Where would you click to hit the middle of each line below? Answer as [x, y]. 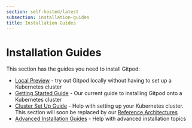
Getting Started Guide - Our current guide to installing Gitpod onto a [98, 93]
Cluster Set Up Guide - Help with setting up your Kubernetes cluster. [99, 106]
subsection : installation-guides [48, 17]
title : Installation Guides [41, 23]
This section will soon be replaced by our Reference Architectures [96, 112]
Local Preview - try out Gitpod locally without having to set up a [93, 81]
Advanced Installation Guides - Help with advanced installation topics [100, 119]
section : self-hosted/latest [42, 12]
